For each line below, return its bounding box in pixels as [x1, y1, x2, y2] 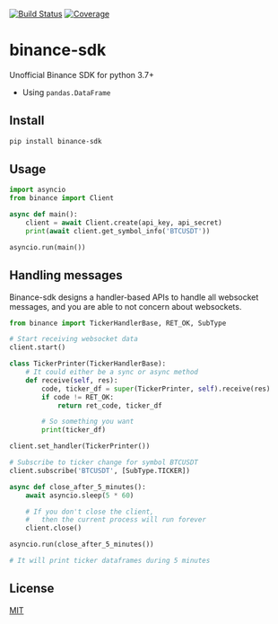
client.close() [25, 523, 83, 533]
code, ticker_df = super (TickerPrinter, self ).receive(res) [41, 384, 271, 393]
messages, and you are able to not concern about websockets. [9, 301, 242, 312]
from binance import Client [9, 194, 115, 203]
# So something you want [41, 417, 135, 426]
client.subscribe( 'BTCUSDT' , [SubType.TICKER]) [9, 466, 191, 475]
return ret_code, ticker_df [56, 400, 163, 410]
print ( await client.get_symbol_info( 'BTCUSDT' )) [25, 226, 211, 235]
